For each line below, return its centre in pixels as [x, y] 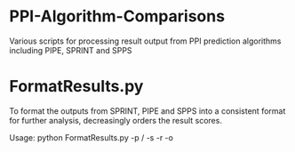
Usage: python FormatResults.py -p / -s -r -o [91, 137]
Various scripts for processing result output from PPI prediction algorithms [145, 41]
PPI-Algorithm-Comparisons [117, 16]
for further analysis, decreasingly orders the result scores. [116, 120]
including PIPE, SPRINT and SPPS [71, 50]
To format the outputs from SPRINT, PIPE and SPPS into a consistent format [147, 111]
